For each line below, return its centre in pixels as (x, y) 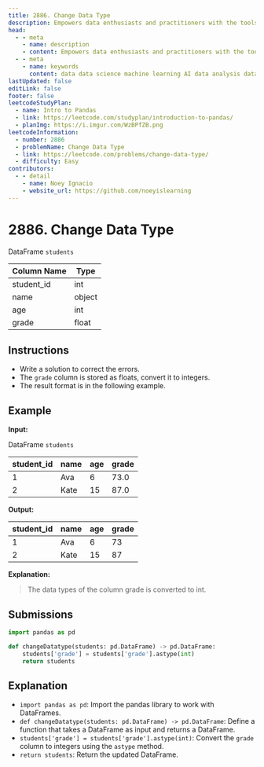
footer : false (31, 96)
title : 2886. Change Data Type (59, 15)
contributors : (31, 169)
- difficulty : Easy (47, 162)
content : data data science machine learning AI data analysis (135, 74)
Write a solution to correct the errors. (79, 369)
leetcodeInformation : (44, 132)
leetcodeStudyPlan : (40, 103)
